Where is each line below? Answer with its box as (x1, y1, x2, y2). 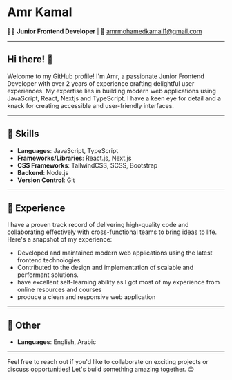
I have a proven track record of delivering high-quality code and (7, 221, 189, 229)
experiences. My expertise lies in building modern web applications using (7, 87, 216, 95)
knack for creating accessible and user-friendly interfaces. (7, 101, 175, 109)
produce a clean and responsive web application (17, 293, 156, 301)
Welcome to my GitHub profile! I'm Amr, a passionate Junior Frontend (7, 72, 205, 80)
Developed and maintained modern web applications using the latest (17, 248, 213, 257)
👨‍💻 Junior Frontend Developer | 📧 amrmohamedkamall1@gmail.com (7, 27, 202, 35)
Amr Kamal (7, 4, 72, 20)
